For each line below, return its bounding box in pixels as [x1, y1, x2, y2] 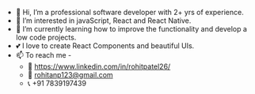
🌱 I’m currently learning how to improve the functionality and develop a [15, 24, 248, 33]
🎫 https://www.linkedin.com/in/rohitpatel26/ [27, 62, 171, 71]
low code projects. [15, 32, 77, 42]
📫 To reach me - [15, 51, 72, 59]
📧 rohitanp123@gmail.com [27, 70, 113, 79]
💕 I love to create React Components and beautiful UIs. [15, 41, 195, 51]
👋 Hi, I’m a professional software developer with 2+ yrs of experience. [15, 8, 244, 17]
